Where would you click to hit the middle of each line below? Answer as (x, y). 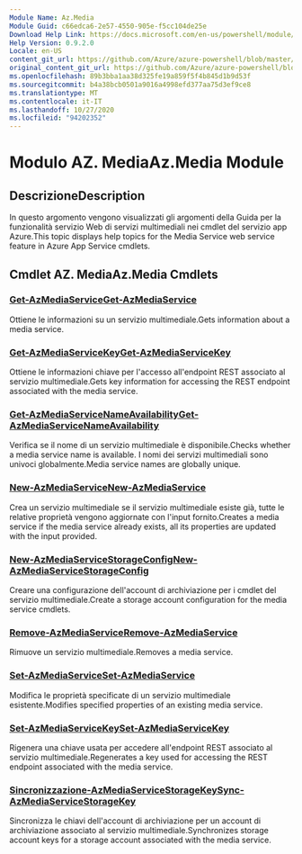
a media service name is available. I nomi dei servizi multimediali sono (139, 454)
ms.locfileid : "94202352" (58, 118)
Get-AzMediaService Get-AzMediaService (103, 300)
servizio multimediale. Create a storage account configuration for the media (148, 600)
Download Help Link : (48, 34)
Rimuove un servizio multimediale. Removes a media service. (121, 652)
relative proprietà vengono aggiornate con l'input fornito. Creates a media (144, 517)
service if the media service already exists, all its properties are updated (143, 526)
